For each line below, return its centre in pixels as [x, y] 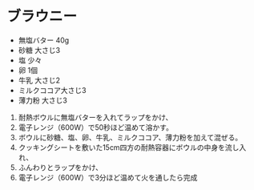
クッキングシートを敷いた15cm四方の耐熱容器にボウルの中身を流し [129, 147]
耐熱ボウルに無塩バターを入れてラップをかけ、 [95, 117]
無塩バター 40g [44, 40]
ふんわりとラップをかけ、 [60, 167]
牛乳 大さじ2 [39, 80]
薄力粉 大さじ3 [43, 100]
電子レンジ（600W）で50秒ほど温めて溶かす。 [95, 127]
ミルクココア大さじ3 [52, 90]
